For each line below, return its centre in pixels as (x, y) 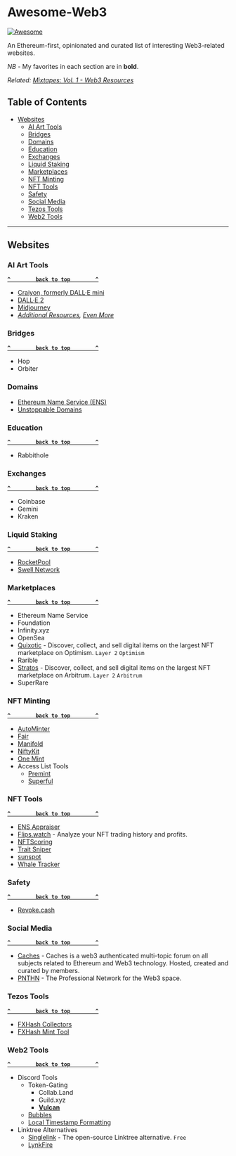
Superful (40, 781)
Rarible (28, 660)
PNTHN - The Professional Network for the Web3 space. (99, 978)
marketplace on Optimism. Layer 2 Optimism (81, 653)
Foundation (34, 623)
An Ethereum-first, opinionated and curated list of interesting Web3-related (116, 45)
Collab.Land (56, 1092)
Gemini (28, 509)
